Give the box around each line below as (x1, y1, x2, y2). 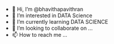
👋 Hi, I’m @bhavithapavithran (11, 6, 84, 12)
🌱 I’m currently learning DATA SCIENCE (11, 18, 109, 25)
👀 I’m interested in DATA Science (11, 12, 93, 19)
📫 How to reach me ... (11, 32, 67, 38)
